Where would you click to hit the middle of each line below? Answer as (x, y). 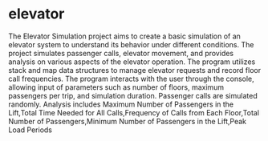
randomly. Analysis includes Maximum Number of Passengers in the (121, 104)
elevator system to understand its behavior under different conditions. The (131, 44)
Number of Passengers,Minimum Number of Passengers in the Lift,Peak (128, 121)
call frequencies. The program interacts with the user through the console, (131, 79)
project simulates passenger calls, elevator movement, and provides (121, 53)
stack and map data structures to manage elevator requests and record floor (135, 70)
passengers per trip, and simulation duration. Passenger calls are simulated (133, 95)
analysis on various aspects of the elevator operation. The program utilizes (132, 62)
